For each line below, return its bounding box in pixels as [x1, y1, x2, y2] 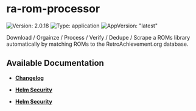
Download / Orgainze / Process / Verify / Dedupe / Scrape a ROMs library [6, 34, 191, 41]
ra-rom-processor [6, 2, 100, 16]
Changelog [15, 74, 44, 81]
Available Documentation [6, 58, 105, 68]
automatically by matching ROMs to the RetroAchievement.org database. [6, 40, 189, 48]
